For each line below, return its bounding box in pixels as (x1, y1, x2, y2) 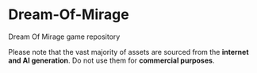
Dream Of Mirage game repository (8, 32, 121, 41)
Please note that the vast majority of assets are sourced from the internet (8, 47, 249, 56)
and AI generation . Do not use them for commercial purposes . (8, 56, 215, 65)
